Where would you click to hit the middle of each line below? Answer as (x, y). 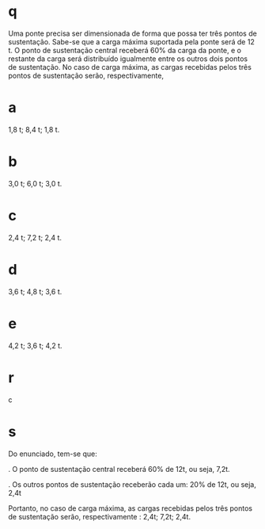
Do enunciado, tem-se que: (53, 454)
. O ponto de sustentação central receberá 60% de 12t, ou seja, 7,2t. (119, 469)
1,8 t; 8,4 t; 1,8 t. (34, 129)
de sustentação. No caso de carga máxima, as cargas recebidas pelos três (130, 67)
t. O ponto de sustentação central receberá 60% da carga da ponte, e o (125, 50)
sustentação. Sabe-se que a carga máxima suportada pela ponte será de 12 (131, 41)
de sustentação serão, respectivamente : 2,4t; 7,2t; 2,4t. (100, 516)
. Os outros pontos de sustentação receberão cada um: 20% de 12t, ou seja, (132, 484)
